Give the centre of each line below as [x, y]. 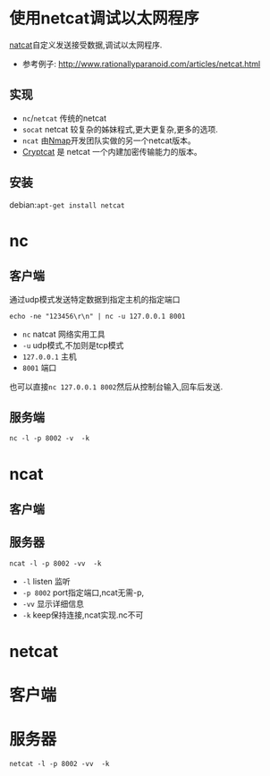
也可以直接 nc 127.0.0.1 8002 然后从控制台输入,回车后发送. [116, 387]
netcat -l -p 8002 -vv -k [59, 764]
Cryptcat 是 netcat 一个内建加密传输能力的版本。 [112, 151]
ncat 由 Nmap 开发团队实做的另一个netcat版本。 [109, 141]
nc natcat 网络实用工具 [63, 334]
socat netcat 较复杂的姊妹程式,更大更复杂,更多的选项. [120, 129]
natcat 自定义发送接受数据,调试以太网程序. [86, 45]
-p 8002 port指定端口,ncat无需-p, [83, 593]
